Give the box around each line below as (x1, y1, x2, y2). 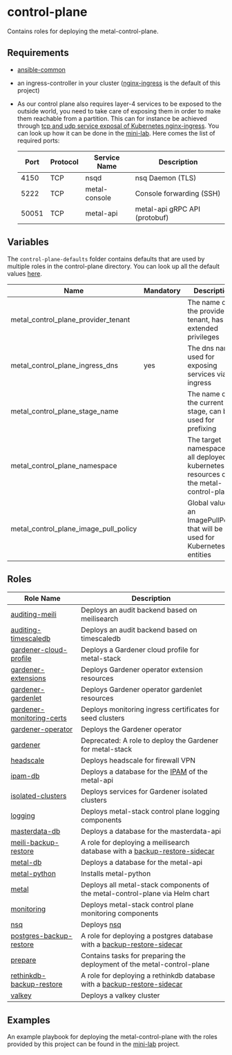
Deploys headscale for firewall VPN (80, 756, 195, 765)
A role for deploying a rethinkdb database (80, 971, 215, 980)
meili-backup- (10, 838, 59, 848)
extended (187, 323, 219, 333)
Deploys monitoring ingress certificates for (80, 704, 220, 714)
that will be (187, 523, 223, 533)
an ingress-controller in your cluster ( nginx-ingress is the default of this (17, 79, 221, 87)
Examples (7, 1014, 50, 1026)
